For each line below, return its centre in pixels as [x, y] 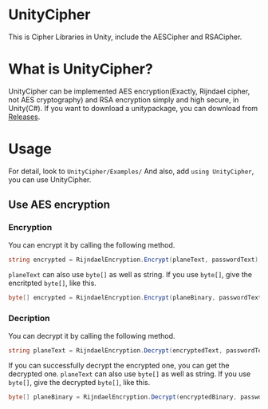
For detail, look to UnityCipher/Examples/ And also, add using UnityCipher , [131, 171]
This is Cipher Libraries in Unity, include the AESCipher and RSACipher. [125, 37]
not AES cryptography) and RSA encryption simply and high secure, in [124, 99]
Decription [29, 319]
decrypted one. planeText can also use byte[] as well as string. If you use [130, 374]
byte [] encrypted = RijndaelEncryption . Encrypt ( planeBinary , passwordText [135, 298]
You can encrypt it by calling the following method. [92, 244]
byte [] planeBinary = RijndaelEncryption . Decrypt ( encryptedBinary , [123, 397]
